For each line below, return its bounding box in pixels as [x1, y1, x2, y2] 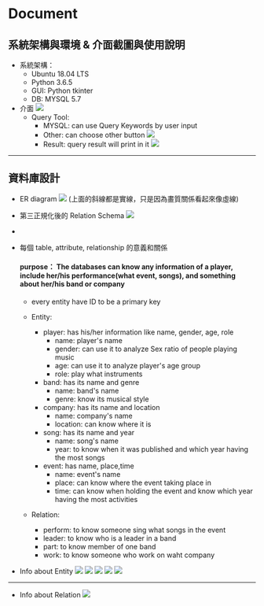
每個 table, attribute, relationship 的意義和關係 [19, 242, 168, 252]
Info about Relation [19, 590, 81, 600]
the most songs [54, 453, 105, 463]
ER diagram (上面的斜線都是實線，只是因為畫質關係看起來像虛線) [19, 194, 240, 203]
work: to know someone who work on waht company [42, 550, 215, 560]
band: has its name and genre [42, 378, 140, 387]
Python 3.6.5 [31, 78, 73, 87]
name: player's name [54, 336, 123, 345]
